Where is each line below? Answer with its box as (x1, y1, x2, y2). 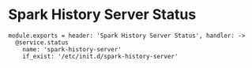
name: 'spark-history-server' (22, 45, 122, 53)
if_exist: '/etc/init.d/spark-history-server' (22, 52, 179, 60)
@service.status (15, 38, 69, 47)
